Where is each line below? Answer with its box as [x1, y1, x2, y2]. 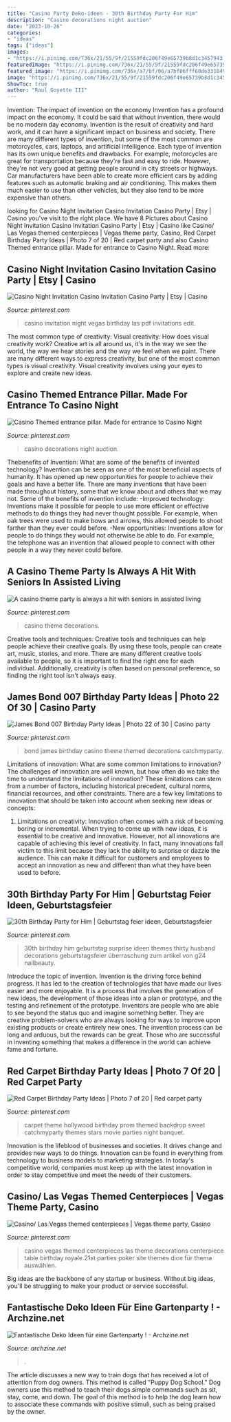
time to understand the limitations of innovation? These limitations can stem [7, 775, 221, 783]
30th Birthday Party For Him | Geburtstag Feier [7, 889, 212, 900]
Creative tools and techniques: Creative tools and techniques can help [7, 635, 206, 643]
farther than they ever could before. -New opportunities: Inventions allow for [7, 524, 223, 532]
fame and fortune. [7, 1046, 58, 1054]
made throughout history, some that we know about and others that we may [7, 487, 222, 496]
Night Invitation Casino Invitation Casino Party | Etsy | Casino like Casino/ [7, 222, 214, 230]
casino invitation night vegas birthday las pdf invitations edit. [23, 319, 196, 327]
